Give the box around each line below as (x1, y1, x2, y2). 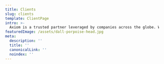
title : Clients (5, 7, 36, 12)
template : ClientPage (5, 16, 49, 21)
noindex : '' (9, 51, 34, 57)
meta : (5, 34, 16, 39)
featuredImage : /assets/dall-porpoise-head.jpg (5, 29, 104, 34)
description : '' (9, 38, 42, 43)
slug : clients (5, 12, 34, 16)
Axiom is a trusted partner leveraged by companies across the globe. (9, 25, 156, 30)
